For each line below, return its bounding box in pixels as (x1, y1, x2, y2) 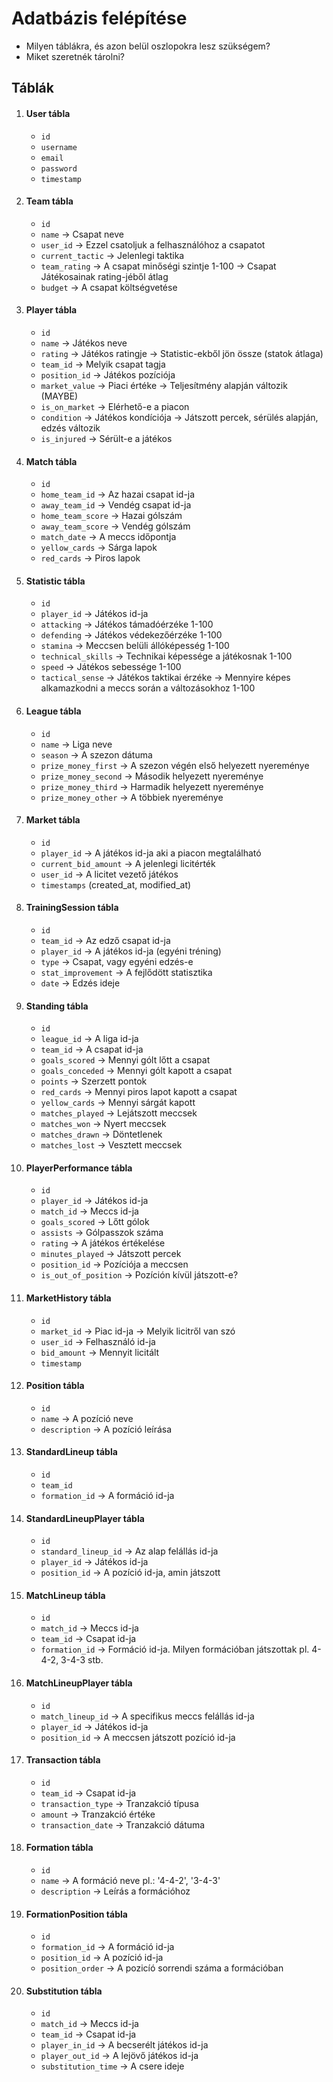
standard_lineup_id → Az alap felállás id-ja (40, 1545, 219, 1557)
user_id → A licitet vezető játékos (40, 868, 179, 880)
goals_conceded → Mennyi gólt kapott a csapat (40, 1065, 233, 1077)
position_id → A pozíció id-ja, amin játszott (40, 1567, 221, 1579)
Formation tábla (25, 1842, 94, 1854)
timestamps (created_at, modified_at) (40, 878, 192, 891)
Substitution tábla (25, 1985, 103, 1997)
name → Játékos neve (40, 337, 128, 349)
